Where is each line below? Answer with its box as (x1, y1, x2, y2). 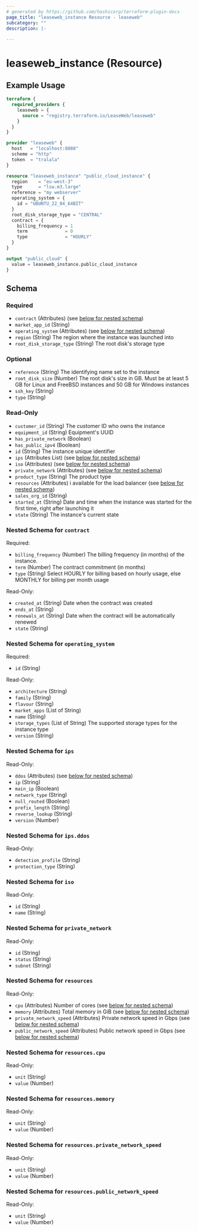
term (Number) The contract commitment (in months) (14, 564, 146, 571)
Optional (6, 355, 32, 364)
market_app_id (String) (14, 321, 70, 328)
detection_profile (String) (14, 856, 81, 863)
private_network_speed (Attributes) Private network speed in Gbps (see (14, 1014, 190, 1021)
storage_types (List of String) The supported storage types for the (14, 720, 178, 727)
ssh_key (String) (14, 387, 54, 395)
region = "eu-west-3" (11, 178, 73, 185)
